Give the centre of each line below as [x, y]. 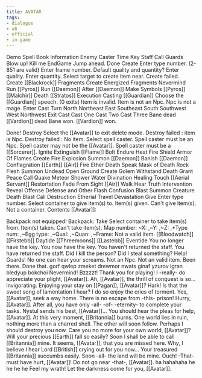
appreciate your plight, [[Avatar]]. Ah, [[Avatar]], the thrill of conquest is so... [101, 279]
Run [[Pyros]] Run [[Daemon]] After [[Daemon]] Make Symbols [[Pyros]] [96, 89]
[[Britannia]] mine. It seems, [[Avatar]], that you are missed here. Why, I [95, 343]
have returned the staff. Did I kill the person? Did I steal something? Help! [97, 253]
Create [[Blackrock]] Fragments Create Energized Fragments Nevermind [96, 83]
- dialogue [20, 23]
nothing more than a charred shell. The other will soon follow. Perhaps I [95, 324]
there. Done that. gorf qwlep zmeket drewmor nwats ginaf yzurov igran [94, 266]
